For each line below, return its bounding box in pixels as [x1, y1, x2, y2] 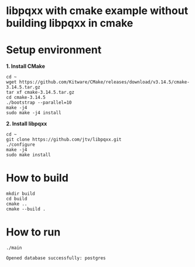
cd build [6, 196, 28, 202]
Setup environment [6, 43, 102, 57]
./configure [6, 142, 35, 148]
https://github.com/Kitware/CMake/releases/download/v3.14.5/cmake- [19, 79, 190, 85]
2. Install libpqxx [6, 120, 47, 127]
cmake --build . [6, 206, 46, 212]
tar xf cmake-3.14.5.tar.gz [6, 90, 75, 95]
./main [6, 245, 22, 251]
